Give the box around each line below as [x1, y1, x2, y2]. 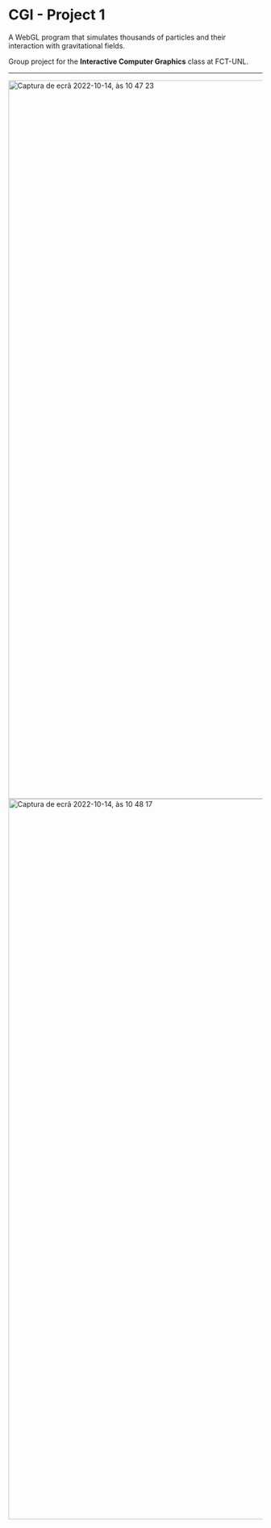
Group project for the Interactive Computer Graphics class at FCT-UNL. [8, 56, 248, 66]
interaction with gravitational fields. [8, 40, 125, 50]
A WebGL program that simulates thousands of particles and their [8, 32, 227, 42]
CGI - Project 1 [8, 6, 106, 24]
